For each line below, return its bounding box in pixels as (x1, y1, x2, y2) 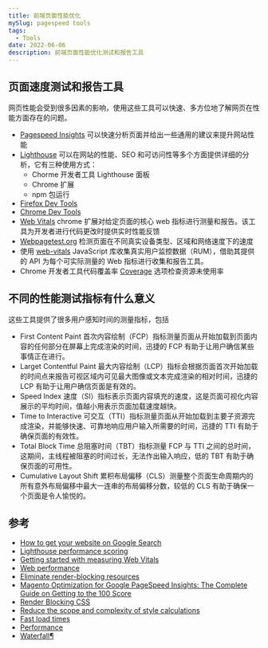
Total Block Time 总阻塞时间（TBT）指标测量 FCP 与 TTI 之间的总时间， (19, 441, 255, 450)
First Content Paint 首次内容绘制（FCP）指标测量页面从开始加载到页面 (19, 332, 251, 341)
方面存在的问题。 (14, 112, 72, 122)
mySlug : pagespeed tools (8, 19, 91, 27)
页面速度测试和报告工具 (8, 81, 124, 94)
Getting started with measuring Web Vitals (19, 555, 160, 564)
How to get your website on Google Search (19, 538, 162, 548)
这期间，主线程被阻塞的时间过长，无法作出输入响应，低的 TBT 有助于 (19, 451, 247, 461)
